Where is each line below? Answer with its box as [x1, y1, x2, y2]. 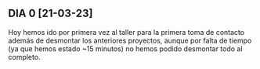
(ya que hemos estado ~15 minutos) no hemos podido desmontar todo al [8, 43, 243, 53]
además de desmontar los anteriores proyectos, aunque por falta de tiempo [8, 36, 252, 45]
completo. [8, 52, 41, 61]
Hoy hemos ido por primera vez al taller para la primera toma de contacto [8, 27, 245, 36]
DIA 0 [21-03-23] [8, 7, 93, 20]
